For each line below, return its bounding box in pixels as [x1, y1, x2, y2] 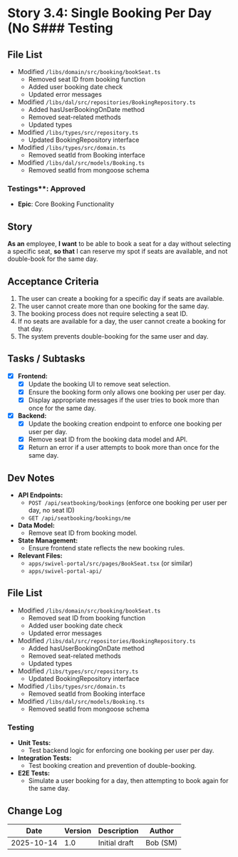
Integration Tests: [17, 754, 72, 762]
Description [98, 826, 139, 836]
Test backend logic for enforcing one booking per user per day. [28, 746, 214, 755]
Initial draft [98, 838, 134, 848]
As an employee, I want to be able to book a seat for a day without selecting [7, 240, 232, 248]
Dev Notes [7, 472, 55, 484]
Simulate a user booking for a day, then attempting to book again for [28, 776, 229, 785]
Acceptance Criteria [7, 275, 99, 287]
